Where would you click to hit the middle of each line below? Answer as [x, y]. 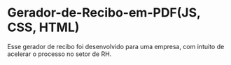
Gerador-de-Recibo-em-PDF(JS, [104, 13]
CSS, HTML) [43, 27]
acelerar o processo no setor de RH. [59, 54]
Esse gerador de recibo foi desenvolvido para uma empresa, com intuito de [116, 46]
